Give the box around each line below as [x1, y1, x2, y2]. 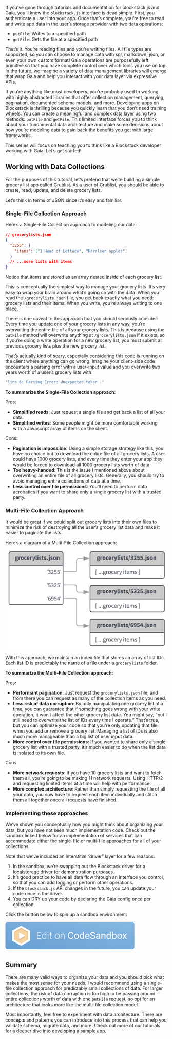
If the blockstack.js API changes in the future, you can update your [12, 885, 157, 891]
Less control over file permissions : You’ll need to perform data [12, 484, 147, 490]
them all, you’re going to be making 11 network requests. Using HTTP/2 [12, 775, 163, 781]
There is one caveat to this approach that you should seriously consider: [5, 316, 159, 322]
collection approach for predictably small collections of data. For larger [13, 985, 163, 991]
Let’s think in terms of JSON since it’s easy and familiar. [5, 197, 123, 203]
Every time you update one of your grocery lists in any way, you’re [5, 321, 145, 328]
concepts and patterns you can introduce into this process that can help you [5, 1016, 167, 1023]
